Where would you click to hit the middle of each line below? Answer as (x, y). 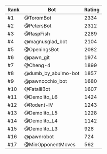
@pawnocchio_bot (45, 81)
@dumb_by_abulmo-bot (52, 73)
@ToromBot (38, 18)
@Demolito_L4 (41, 121)
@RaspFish (37, 34)
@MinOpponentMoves (50, 144)
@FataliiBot (37, 89)
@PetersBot (38, 26)
